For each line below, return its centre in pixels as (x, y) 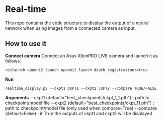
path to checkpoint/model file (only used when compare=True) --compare (81, 108)
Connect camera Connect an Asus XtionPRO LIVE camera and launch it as (81, 56)
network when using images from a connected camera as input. (71, 28)
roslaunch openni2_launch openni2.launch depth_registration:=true (77, 70)
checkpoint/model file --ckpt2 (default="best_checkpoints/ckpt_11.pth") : (80, 103)
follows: (13, 61)
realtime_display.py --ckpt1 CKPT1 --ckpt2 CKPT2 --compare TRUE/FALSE (81, 88)
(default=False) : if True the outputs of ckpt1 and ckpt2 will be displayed (79, 113)
